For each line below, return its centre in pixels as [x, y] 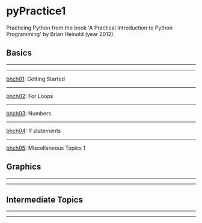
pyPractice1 [36, 11]
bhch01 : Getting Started [35, 79]
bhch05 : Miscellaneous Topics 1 [46, 148]
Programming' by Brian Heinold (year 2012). [61, 34]
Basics [19, 53]
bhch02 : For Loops [30, 96]
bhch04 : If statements [34, 130]
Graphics [24, 167]
